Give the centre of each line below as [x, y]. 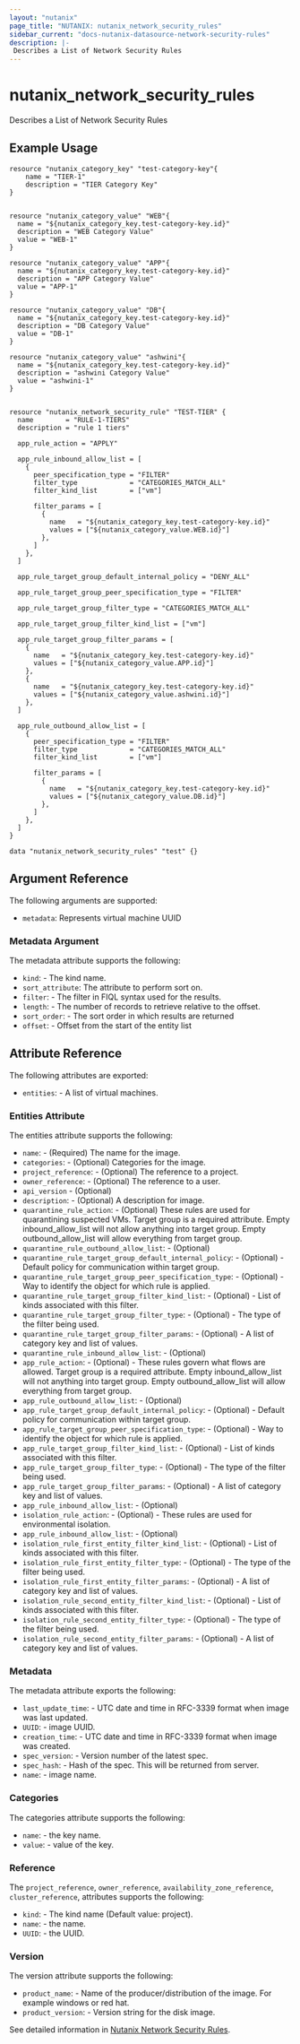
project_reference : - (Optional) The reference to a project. [130, 1172]
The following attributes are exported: [79, 1075]
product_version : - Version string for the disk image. [119, 2013]
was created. [46, 1746]
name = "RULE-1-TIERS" [73, 420]
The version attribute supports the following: [91, 1976]
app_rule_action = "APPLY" [68, 443]
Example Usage [54, 148]
